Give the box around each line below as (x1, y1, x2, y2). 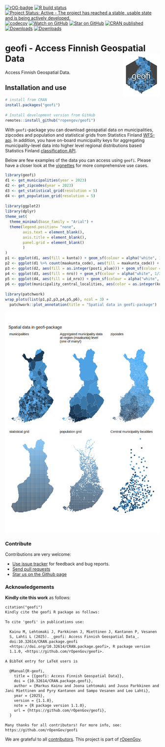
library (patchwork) (5, 292, 45, 297)
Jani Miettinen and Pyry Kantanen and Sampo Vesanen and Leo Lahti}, (5, 689, 151, 693)
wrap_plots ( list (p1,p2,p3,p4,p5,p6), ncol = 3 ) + (5, 297, 109, 302)
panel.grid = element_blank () (23, 240, 84, 245)
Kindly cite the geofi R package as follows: (5, 610, 100, 615)
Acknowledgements (5, 584, 55, 591)
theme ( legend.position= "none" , (9, 224, 76, 230)
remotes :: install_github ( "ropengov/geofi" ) (5, 118, 96, 123)
